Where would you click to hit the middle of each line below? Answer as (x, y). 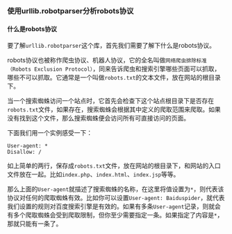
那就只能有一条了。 (35, 224)
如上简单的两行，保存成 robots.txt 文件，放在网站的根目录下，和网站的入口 (114, 166)
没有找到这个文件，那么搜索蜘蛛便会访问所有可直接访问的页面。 (98, 118)
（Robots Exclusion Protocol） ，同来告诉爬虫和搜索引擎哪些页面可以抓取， (114, 69)
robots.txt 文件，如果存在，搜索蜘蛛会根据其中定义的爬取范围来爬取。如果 (114, 109)
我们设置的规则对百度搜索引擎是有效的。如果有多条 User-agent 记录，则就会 (114, 206)
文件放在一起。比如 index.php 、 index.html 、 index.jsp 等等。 (93, 174)
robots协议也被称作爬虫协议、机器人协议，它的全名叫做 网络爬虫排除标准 (107, 60)
